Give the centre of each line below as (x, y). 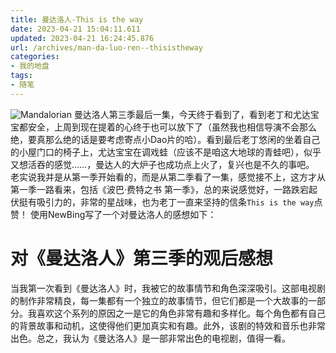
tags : (21, 76)
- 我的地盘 (30, 66)
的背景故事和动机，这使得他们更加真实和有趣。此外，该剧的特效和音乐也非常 (168, 325)
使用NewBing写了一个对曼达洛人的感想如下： (123, 214)
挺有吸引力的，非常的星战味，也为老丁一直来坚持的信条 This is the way (166, 202)
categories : (35, 57)
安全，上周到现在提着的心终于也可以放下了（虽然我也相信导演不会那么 (172, 127)
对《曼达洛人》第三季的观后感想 (142, 258)
